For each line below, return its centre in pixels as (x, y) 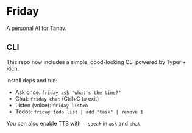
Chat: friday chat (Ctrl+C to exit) (57, 98)
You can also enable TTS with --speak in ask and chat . (74, 123)
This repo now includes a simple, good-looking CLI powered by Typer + (96, 62)
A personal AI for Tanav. (37, 28)
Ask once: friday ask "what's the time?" (68, 92)
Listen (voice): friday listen (52, 105)
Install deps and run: (32, 80)
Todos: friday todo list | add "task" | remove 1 (79, 112)
